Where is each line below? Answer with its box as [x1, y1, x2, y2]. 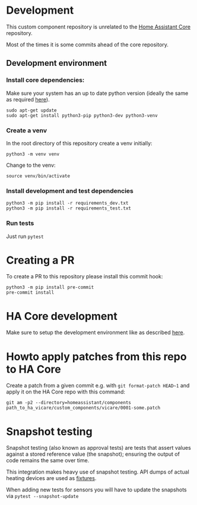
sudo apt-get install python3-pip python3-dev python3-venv [6, 112, 158, 119]
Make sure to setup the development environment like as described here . [6, 329, 185, 336]
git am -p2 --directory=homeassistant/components [6, 400, 132, 406]
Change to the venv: [6, 161, 56, 169]
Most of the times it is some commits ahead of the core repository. [6, 41, 169, 48]
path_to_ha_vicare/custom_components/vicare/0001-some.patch [6, 405, 161, 411]
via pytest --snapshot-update [6, 493, 79, 500]
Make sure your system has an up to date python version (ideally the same [6, 90, 189, 97]
